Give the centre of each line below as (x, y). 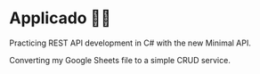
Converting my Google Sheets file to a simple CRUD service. (120, 60)
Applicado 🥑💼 (60, 18)
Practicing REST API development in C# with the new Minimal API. (130, 43)
